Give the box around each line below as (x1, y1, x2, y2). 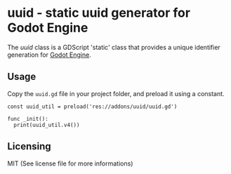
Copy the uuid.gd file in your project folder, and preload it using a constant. (7, 89, 225, 98)
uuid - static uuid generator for (7, 5, 191, 21)
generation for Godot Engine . (7, 51, 91, 59)
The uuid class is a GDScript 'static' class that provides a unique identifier (7, 43, 221, 51)
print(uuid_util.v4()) (13, 121, 80, 128)
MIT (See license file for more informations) (7, 159, 133, 168)
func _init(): (7, 115, 49, 122)
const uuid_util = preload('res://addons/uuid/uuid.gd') (7, 103, 178, 110)
